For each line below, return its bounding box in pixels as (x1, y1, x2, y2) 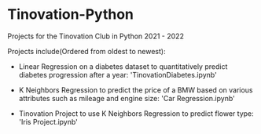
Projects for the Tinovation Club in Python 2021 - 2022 (7, 31, 184, 41)
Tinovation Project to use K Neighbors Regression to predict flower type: (18, 108, 255, 118)
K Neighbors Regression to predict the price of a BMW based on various (18, 85, 253, 95)
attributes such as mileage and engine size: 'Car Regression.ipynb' (18, 93, 235, 103)
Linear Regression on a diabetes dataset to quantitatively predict (18, 61, 228, 71)
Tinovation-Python (7, 5, 134, 24)
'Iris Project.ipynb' (18, 117, 78, 126)
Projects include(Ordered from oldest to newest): (7, 46, 166, 56)
